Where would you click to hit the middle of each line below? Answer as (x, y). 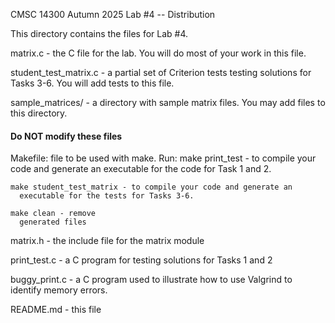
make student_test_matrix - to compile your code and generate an (151, 187)
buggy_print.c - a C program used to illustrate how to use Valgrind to (151, 280)
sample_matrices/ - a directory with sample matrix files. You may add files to (168, 102)
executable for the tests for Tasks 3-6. (107, 196)
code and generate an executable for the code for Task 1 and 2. (141, 169)
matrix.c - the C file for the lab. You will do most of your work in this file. (158, 53)
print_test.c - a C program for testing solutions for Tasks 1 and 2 (141, 260)
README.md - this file (56, 310)
